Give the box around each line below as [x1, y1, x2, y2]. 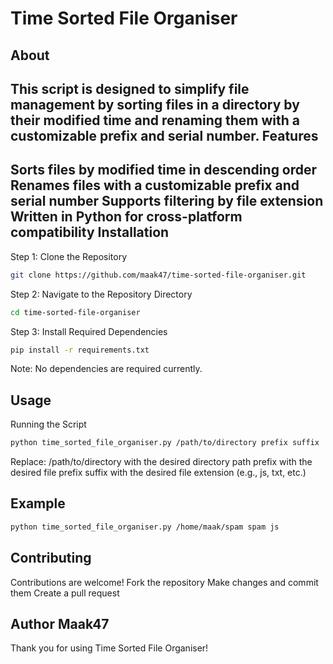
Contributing [10, 550, 92, 567]
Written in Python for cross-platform [10, 208, 243, 226]
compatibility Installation [10, 224, 170, 241]
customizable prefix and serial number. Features [10, 127, 319, 144]
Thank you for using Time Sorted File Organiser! [10, 642, 209, 654]
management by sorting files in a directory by [10, 96, 300, 113]
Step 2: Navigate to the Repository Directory [10, 288, 193, 300]
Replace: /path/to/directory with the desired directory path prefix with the [10, 456, 313, 468]
